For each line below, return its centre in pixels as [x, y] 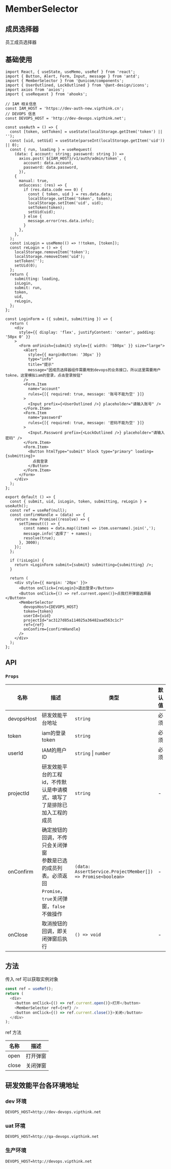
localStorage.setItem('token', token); [70, 198]
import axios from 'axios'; [35, 90]
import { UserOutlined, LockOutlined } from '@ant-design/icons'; [77, 85]
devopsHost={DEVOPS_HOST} [51, 607]
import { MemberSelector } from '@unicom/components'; [65, 81]
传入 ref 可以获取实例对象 [32, 979]
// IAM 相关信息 [21, 104]
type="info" [40, 359]
